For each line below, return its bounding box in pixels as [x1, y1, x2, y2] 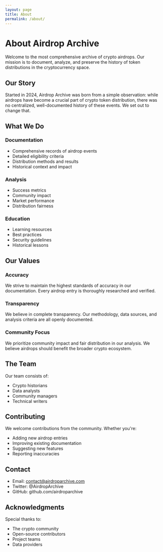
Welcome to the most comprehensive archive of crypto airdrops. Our [5, 54, 145, 60]
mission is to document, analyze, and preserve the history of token [5, 59, 140, 65]
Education [5, 215, 31, 222]
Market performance [12, 198, 55, 204]
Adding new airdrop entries [12, 435, 68, 441]
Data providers [12, 541, 43, 547]
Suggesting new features [12, 445, 64, 452]
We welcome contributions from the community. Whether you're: [5, 426, 137, 432]
